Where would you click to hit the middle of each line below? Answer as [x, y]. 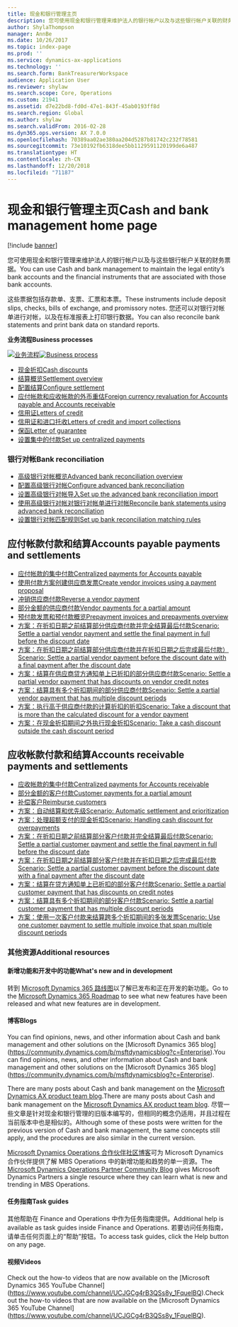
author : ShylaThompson [41, 27]
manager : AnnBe [30, 34]
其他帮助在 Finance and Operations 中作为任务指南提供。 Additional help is [116, 1219]
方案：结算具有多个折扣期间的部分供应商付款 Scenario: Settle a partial [119, 689]
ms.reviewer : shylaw [38, 87]
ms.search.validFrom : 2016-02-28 [57, 126]
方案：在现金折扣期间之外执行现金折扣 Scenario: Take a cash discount [119, 723]
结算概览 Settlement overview [60, 378]
